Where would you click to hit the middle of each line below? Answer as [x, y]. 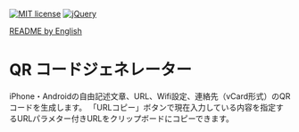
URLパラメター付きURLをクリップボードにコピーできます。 [125, 118]
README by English [46, 31]
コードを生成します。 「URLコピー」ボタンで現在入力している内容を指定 [143, 107]
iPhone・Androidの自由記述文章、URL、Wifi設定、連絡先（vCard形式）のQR [150, 96]
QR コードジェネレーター [100, 70]
